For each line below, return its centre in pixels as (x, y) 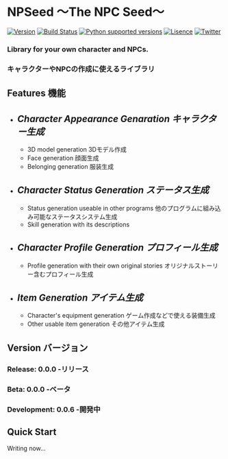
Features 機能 (37, 94)
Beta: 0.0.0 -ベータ (39, 389)
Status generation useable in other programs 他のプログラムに (115, 208)
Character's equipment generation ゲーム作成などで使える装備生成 (121, 316)
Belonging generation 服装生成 (71, 166)
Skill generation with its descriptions (78, 224)
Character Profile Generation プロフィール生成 (117, 248)
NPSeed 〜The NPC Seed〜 (86, 12)
